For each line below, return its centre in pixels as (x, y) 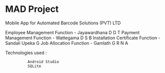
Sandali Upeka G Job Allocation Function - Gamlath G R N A (67, 43)
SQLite (34, 66)
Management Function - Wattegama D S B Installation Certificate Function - (83, 38)
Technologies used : (26, 53)
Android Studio (43, 62)
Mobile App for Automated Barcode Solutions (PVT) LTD (63, 23)
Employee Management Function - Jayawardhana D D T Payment (72, 32)
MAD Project (32, 9)
